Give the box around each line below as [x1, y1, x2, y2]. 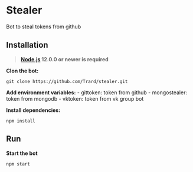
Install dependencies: [6, 107, 61, 114]
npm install [6, 118, 35, 124]
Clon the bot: [6, 67, 39, 74]
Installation [6, 40, 48, 50]
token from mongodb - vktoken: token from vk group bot [6, 95, 144, 102]
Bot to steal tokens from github [6, 23, 81, 30]
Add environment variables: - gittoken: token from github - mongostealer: [6, 89, 188, 96]
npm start [6, 161, 31, 167]
